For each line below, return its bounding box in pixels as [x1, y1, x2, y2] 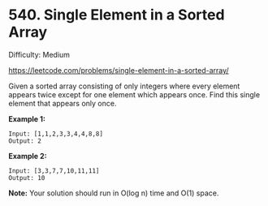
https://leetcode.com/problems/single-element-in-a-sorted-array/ [8, 65, 229, 75]
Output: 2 [8, 136, 42, 145]
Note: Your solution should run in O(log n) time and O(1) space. [8, 188, 219, 198]
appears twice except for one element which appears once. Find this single [8, 89, 261, 99]
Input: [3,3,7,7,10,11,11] [8, 166, 100, 175]
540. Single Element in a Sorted [8, 6, 225, 24]
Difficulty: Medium [8, 49, 71, 59]
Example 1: [8, 114, 46, 123]
